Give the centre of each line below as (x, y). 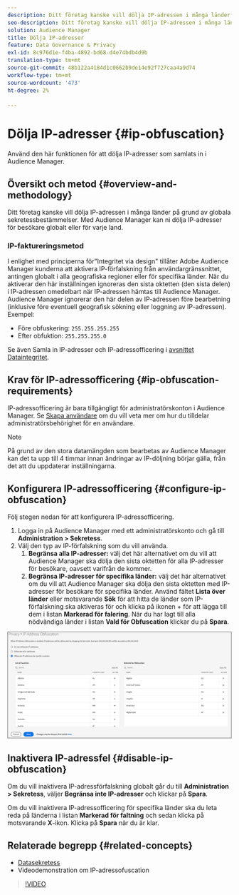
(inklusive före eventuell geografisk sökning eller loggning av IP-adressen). (117, 307)
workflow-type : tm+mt (39, 75)
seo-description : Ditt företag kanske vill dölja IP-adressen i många (114, 22)
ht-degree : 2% (28, 90)
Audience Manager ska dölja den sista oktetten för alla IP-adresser (126, 561)
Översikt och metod (52, 184)
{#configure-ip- (190, 489)
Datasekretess (39, 863)
